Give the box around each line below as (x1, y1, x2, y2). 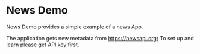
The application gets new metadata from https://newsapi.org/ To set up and (6, 34, 194, 42)
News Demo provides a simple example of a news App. (6, 23, 143, 30)
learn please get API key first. (6, 41, 80, 48)
